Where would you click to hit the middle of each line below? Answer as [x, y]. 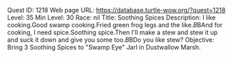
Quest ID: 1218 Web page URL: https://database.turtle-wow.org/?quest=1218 [116, 10]
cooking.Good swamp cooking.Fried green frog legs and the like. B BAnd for [115, 25]
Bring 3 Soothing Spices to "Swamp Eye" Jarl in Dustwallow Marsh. [104, 47]
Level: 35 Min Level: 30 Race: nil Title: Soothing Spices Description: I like [112, 17]
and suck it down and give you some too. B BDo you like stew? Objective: [111, 40]
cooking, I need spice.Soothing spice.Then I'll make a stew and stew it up [113, 32]
